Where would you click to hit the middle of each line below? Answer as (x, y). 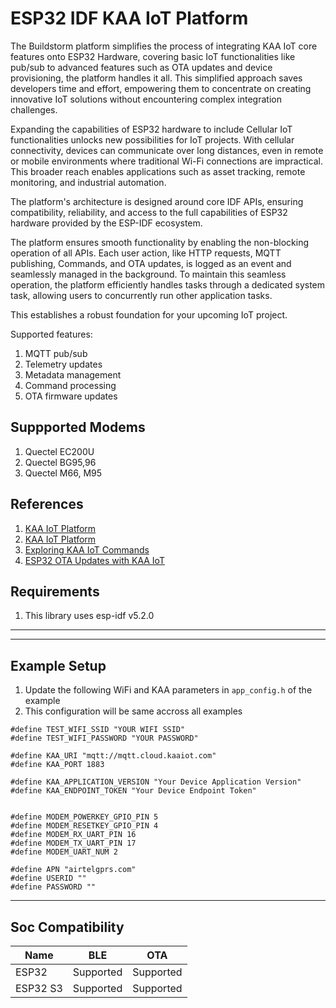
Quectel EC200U (59, 451)
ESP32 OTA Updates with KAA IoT (94, 560)
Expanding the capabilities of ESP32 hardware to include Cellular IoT (151, 129)
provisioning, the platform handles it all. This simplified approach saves (156, 78)
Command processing (70, 385)
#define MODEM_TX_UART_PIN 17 (73, 843)
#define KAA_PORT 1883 (57, 765)
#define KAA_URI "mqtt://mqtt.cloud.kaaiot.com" (113, 756)
